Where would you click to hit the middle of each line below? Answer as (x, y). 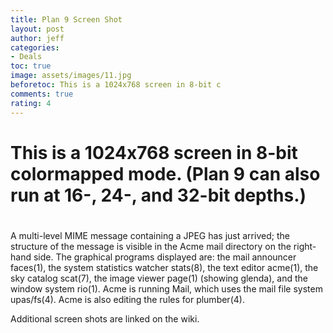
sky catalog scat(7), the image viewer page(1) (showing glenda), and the (159, 278)
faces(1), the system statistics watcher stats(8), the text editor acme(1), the (164, 267)
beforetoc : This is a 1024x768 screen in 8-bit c (116, 85)
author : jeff (37, 38)
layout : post (37, 29)
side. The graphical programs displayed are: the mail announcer (165, 257)
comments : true (42, 94)
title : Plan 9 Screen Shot (66, 19)
